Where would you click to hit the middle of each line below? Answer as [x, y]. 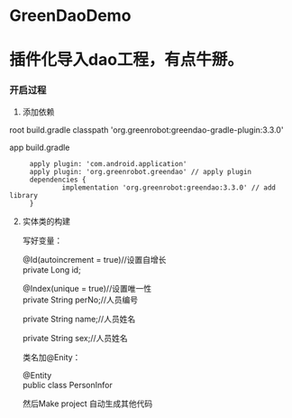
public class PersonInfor [67, 385]
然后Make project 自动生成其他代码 [87, 404]
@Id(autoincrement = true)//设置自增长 [94, 259]
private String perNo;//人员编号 [80, 300]
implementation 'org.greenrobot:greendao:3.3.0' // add [169, 187]
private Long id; [51, 269]
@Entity [37, 375]
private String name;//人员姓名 [79, 319]
